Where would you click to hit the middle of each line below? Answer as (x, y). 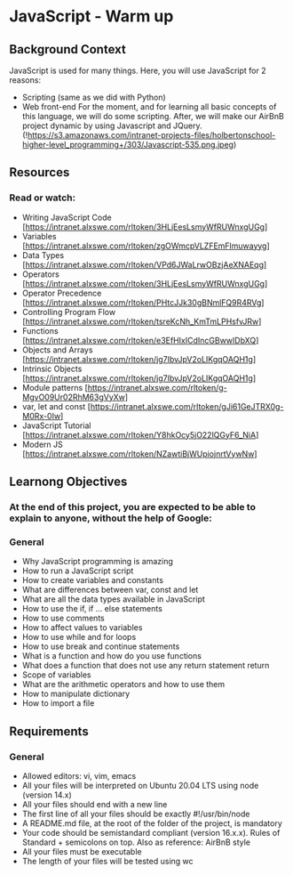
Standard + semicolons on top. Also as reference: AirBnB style (136, 842)
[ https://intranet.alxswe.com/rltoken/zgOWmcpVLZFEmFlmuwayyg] (146, 246)
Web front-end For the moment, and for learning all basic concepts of (149, 107)
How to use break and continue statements (101, 646)
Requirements (49, 731)
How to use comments (63, 618)
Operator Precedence (62, 293)
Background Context (67, 49)
